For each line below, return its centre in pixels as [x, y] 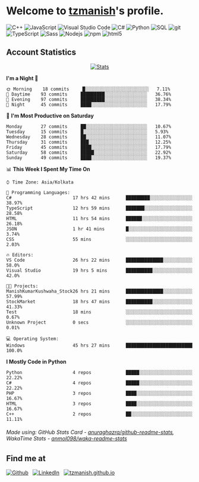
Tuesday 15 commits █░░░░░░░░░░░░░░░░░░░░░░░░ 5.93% [87, 132]
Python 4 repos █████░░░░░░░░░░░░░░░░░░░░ [99, 372]
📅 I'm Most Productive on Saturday [50, 115]
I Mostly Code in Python [36, 361]
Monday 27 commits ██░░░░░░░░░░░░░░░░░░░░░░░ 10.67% [89, 126]
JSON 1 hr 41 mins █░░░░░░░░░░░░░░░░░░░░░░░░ [99, 229]
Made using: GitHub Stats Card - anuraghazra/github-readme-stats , [90, 432]
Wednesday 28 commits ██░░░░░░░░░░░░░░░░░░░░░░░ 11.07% [89, 137]
